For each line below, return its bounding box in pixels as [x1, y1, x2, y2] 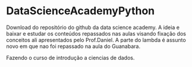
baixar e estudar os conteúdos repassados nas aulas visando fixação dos [6, 30, 186, 37]
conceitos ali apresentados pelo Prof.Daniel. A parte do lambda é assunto [6, 36, 186, 43]
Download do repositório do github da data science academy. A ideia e [6, 24, 180, 31]
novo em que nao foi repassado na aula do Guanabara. [6, 43, 141, 50]
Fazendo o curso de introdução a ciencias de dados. [6, 54, 135, 61]
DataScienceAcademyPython [6, 4, 155, 18]
